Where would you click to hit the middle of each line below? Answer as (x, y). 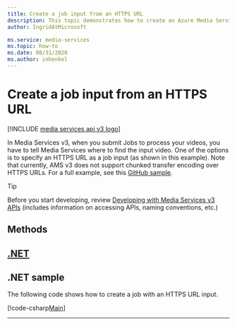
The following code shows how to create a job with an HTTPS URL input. (113, 294)
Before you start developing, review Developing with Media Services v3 (111, 200)
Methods (28, 230)
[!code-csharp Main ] (36, 308)
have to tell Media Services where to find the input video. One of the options (118, 150)
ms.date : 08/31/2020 (38, 53)
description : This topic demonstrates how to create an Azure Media (110, 20)
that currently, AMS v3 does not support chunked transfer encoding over (113, 165)
